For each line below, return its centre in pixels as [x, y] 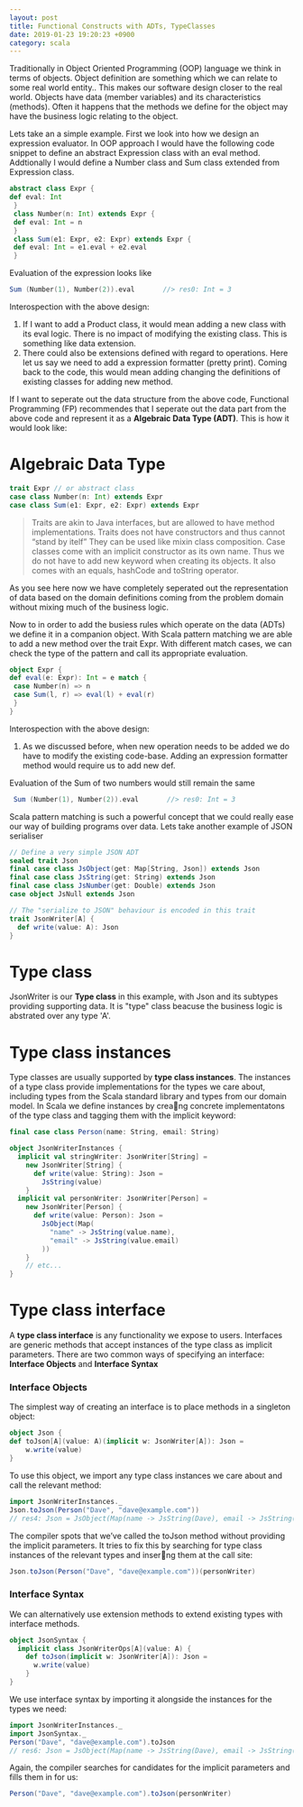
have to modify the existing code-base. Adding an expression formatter [155, 756]
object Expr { [36, 670]
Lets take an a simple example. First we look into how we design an [134, 134]
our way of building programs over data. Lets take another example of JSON [151, 826]
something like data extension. [79, 343]
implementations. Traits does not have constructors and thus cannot [158, 532]
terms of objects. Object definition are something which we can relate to [143, 78]
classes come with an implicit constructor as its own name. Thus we [158, 551]
